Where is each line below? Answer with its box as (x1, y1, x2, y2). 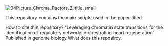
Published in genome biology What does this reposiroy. (5, 35, 122, 41)
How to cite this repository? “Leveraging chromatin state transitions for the (5, 24, 163, 30)
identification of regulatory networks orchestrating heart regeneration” (5, 30, 155, 35)
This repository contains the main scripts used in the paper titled (5, 15, 142, 20)
